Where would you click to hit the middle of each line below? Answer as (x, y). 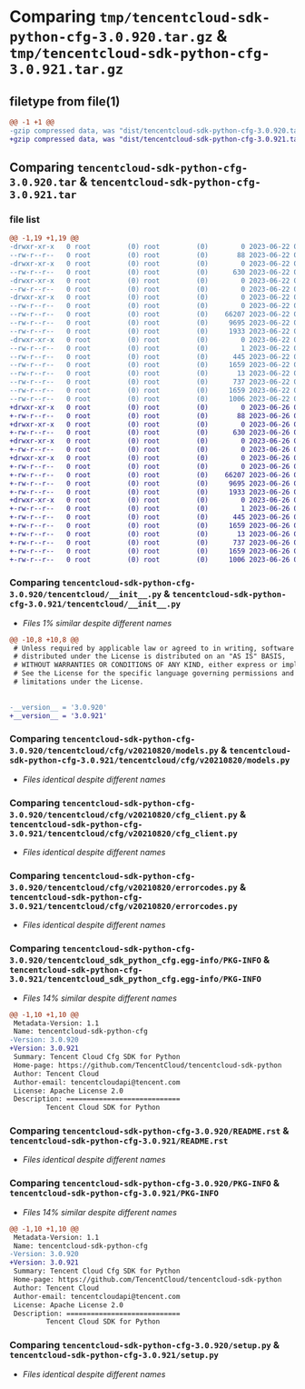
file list (25, 219)
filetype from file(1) (65, 101)
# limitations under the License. (79, 682)
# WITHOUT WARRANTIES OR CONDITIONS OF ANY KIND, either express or (146, 665)
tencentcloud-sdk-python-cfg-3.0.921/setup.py (114, 1355)
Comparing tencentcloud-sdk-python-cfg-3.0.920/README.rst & (149, 1131)
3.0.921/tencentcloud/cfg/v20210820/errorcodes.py (123, 906)
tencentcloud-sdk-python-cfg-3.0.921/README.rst (119, 1141)
